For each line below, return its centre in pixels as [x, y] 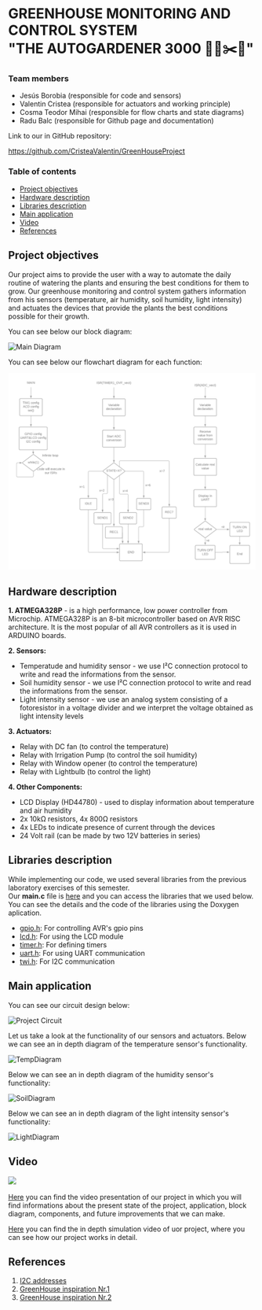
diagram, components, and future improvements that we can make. [117, 1213]
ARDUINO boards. [37, 636]
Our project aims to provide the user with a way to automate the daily [120, 274]
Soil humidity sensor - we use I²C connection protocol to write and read [135, 683]
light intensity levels [51, 716]
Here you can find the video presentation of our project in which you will [125, 1197]
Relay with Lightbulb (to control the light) [85, 772]
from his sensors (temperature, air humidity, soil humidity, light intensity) [125, 299]
